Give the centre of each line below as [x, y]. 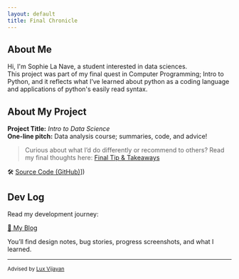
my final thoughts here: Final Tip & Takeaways [92, 158]
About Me [30, 49]
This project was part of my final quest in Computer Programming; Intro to [116, 74]
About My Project [47, 111]
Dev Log [26, 197]
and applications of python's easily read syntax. [78, 89]
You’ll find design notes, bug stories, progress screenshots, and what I [111, 241]
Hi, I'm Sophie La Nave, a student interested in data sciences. [97, 67]
